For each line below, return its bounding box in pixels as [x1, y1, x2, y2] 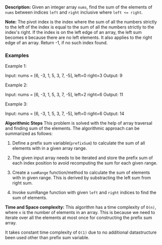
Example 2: [5, 82, 28, 88]
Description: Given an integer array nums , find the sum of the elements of [5, 4, 153, 10]
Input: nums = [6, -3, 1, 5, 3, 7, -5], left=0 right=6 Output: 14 [5, 110, 125, 117]
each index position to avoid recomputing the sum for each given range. [12, 160, 158, 166]
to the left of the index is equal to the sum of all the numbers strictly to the [5, 24, 154, 30]
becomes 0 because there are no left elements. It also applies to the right [5, 34, 152, 40]
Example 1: [5, 63, 27, 69]
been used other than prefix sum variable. [5, 235, 90, 241]
